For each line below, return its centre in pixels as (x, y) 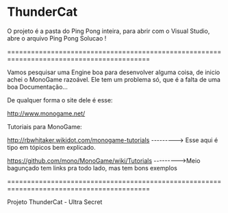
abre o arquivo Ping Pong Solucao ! (57, 38)
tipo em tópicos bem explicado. (51, 147)
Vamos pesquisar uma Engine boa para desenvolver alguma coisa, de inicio (114, 72)
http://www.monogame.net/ (46, 113)
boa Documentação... (38, 87)
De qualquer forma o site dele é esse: (60, 100)
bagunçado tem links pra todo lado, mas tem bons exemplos (92, 168)
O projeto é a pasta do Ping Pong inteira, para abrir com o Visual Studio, (109, 31)
